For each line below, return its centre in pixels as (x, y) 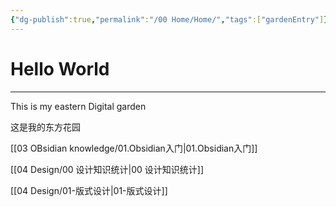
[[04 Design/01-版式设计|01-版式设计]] (89, 190)
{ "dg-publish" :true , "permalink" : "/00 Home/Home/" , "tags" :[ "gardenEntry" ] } (169, 19)
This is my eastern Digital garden (78, 106)
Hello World (60, 68)
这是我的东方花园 (45, 127)
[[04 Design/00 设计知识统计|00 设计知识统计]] (107, 169)
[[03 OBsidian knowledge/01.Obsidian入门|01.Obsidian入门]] (134, 148)
